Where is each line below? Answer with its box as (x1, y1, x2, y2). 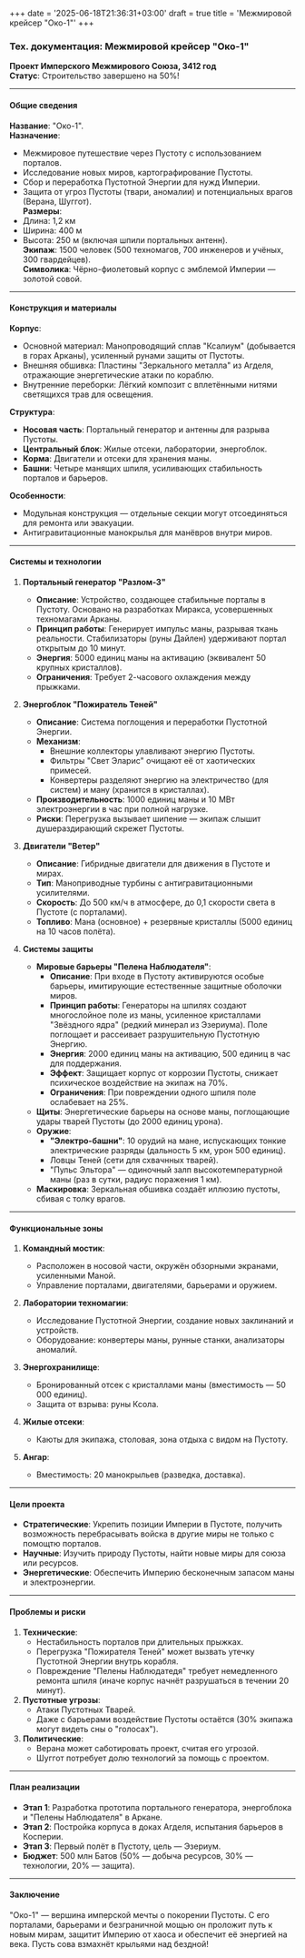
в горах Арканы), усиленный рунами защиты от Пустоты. (22, 350, 245, 360)
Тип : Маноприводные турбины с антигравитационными (35, 878, 253, 888)
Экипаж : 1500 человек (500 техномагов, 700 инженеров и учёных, (22, 244, 284, 255)
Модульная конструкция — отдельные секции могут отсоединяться (22, 507, 288, 518)
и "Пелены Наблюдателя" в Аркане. (22, 1811, 163, 1822)
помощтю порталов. (22, 1538, 102, 1549)
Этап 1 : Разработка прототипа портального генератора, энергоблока (22, 1801, 292, 1812)
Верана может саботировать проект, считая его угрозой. (35, 1742, 260, 1753)
